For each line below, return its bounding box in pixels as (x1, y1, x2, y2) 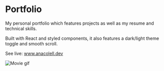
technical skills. (5, 25, 37, 31)
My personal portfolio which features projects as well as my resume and (5, 20, 154, 26)
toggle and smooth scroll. (5, 40, 58, 46)
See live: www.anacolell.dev (5, 50, 64, 56)
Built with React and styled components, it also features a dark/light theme (5, 35, 159, 41)
